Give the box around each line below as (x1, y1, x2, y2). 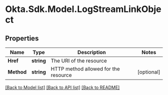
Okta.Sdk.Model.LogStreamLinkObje (5, 3, 161, 15)
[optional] (137, 68, 160, 75)
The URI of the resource (50, 57, 107, 64)
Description (77, 49, 106, 55)
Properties (5, 34, 39, 42)
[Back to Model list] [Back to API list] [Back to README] (5, 84, 120, 90)
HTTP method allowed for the (50, 65, 120, 72)
